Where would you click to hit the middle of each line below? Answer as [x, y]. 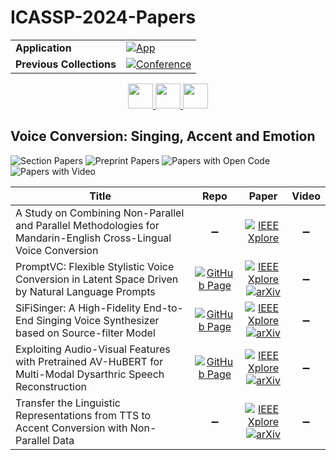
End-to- [163, 308]
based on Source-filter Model [85, 333]
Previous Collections [66, 64]
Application [43, 48]
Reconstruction [51, 386]
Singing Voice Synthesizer [98, 320]
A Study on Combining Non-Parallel [100, 213]
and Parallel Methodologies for [87, 225]
